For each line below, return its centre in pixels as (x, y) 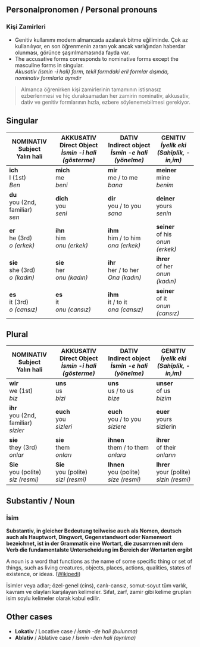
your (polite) (174, 472)
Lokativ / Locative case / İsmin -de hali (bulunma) (76, 631)
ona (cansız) (126, 309)
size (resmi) (124, 479)
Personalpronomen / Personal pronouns (82, 10)
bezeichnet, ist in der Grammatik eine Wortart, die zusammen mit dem (95, 543)
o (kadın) (22, 277)
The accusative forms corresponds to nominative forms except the (96, 58)
